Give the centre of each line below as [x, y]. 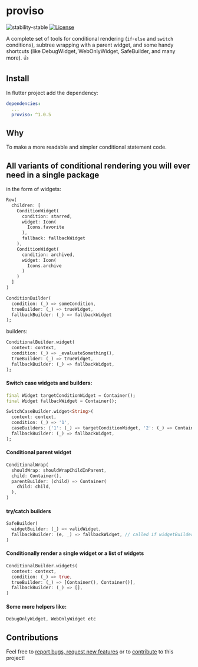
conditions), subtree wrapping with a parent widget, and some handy [90, 45]
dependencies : [24, 103]
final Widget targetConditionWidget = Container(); [71, 395]
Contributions [32, 637]
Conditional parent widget [39, 452]
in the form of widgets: [34, 189]
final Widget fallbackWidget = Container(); [62, 401]
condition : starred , [47, 216]
